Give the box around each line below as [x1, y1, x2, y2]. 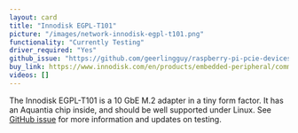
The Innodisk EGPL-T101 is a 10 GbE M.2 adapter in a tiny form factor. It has [9, 95, 284, 106]
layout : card [9, 12, 58, 22]
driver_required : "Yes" [9, 46, 98, 55]
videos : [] [9, 71, 50, 80]
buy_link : [9, 63, 46, 72]
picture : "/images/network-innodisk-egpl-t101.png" [9, 29, 204, 38]
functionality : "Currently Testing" [9, 37, 145, 47]
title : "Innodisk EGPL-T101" [9, 21, 117, 30]
